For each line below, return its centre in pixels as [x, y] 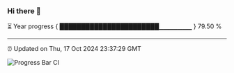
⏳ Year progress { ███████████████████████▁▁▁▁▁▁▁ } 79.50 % [115, 26]
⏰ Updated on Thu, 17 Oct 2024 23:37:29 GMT [74, 49]
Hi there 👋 [24, 11]
